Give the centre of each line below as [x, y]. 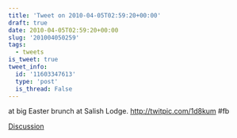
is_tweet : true [33, 60]
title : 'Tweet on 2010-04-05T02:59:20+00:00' [84, 15]
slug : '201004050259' [44, 37]
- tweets [30, 52]
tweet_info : [28, 67]
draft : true [28, 23]
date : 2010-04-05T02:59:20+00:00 [63, 30]
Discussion [26, 126]
